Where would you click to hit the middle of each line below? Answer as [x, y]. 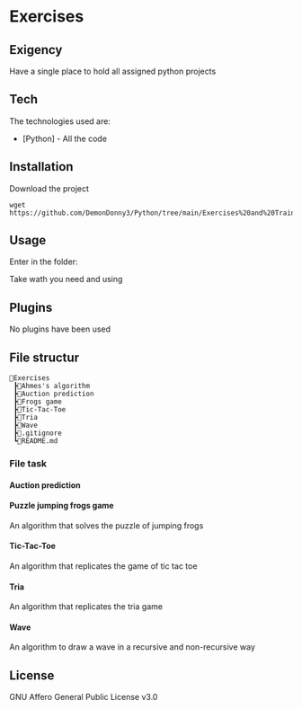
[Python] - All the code [65, 138]
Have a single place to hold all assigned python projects [113, 71]
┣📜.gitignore [38, 433]
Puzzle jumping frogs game [62, 506]
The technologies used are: [60, 121]
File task [28, 463]
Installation [41, 167]
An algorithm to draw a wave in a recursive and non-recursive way [133, 647]
